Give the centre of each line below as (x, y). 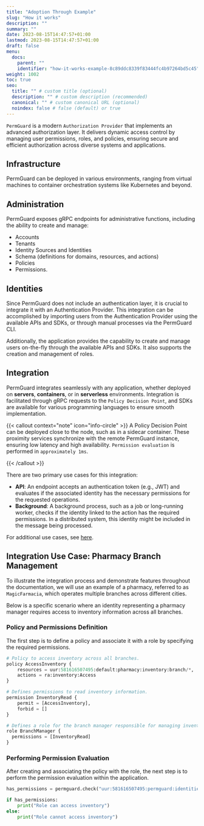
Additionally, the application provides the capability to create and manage (98, 341)
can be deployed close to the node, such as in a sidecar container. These (98, 432)
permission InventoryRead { (42, 698)
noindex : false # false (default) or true (66, 108)
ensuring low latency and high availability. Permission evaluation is (90, 444)
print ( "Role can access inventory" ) (64, 806)
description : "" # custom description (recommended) (80, 97)
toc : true (19, 80)
